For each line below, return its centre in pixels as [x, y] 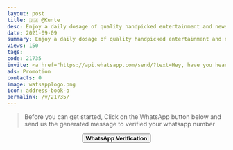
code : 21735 [24, 59]
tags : [15, 53]
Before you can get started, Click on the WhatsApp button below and [123, 117]
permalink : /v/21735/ [38, 97]
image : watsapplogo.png [42, 84]
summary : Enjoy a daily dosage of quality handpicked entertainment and [114, 39]
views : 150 [23, 46]
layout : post [26, 13]
